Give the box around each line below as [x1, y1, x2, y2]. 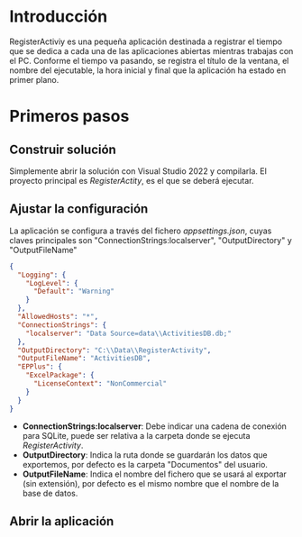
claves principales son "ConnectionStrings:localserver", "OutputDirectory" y [9, 234, 293, 245]
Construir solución [9, 141, 117, 157]
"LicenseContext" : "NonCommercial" [32, 379, 168, 388]
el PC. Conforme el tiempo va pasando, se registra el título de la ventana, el [9, 55, 289, 66]
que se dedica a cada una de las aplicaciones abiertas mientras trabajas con [9, 45, 294, 56]
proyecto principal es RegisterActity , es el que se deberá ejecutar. [9, 175, 254, 186]
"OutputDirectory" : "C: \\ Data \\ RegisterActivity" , [17, 345, 212, 355]
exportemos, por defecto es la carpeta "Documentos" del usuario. [22, 459, 269, 469]
